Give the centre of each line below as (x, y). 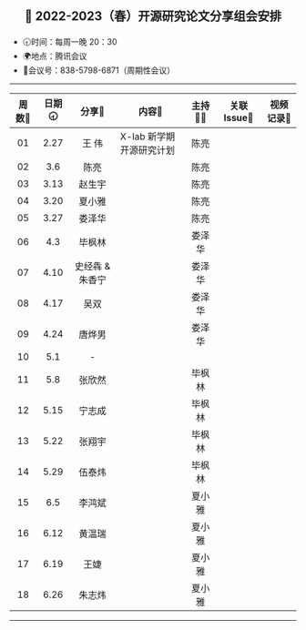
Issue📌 (239, 117)
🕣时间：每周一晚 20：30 (70, 42)
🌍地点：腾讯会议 (55, 56)
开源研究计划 (148, 150)
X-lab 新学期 (148, 137)
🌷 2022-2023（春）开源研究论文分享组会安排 (153, 16)
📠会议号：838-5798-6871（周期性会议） (99, 70)
